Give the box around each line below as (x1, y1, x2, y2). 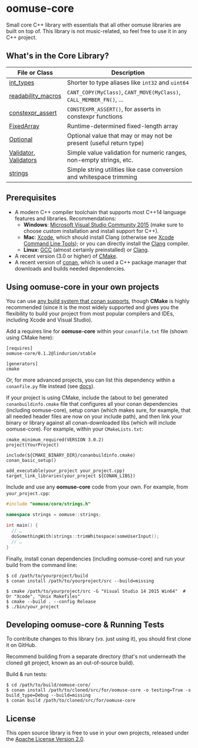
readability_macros (9, 91, 62, 100)
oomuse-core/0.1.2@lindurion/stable (6, 350, 96, 357)
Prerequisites (6, 193, 57, 203)
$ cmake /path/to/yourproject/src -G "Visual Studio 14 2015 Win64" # (6, 588, 186, 594)
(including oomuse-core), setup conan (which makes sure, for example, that (6, 406, 191, 414)
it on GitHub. (6, 642, 37, 649)
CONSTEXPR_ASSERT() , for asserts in (67, 105, 161, 113)
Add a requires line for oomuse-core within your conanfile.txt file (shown (6, 328, 188, 335)
